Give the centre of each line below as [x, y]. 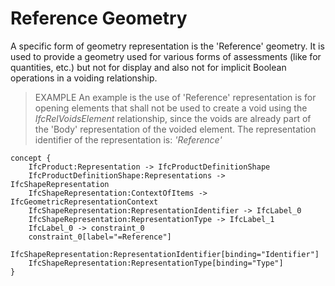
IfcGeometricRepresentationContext [84, 202]
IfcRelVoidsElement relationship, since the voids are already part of [173, 118]
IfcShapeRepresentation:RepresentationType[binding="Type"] [156, 263]
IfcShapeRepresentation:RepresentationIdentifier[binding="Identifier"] [165, 254]
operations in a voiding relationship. [84, 78]
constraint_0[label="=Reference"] [100, 237]
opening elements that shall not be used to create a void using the [171, 108]
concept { [31, 158]
